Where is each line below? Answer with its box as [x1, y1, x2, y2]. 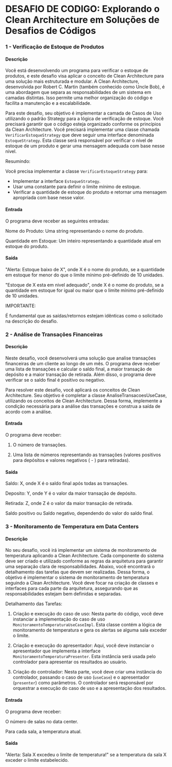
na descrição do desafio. [5, 318, 58, 324]
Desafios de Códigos [5, 25, 96, 36]
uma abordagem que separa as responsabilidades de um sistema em [5, 89, 151, 96]
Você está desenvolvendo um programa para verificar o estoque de [5, 67, 148, 73]
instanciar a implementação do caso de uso [12, 616, 105, 622]
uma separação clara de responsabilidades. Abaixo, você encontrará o [5, 564, 155, 570]
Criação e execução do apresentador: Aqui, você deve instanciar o [12, 643, 154, 649]
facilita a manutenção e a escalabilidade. [5, 100, 91, 106]
